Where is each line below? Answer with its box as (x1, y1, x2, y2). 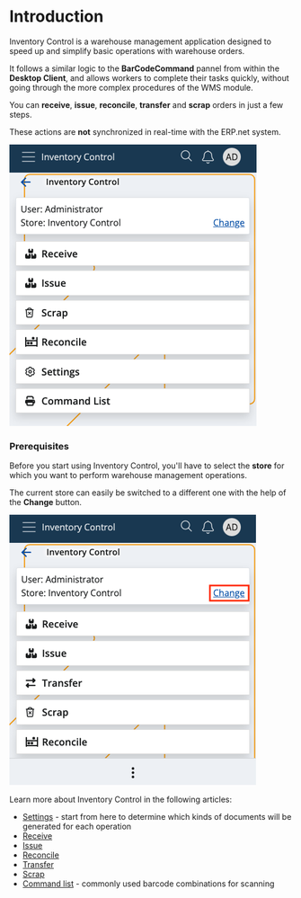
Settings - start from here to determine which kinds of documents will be (22, 812, 292, 822)
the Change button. (9, 497, 83, 508)
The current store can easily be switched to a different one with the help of (9, 487, 287, 498)
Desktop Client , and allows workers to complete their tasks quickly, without (9, 72, 289, 83)
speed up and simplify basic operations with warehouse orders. (9, 45, 245, 56)
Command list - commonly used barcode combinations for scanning (22, 878, 275, 889)
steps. (9, 109, 32, 120)
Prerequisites (9, 440, 69, 452)
